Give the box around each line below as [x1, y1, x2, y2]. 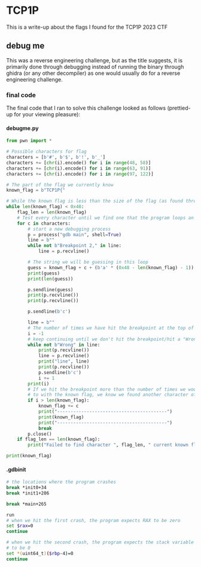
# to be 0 [6, 545, 31, 551]
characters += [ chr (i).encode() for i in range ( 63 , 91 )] [6, 165, 151, 171]
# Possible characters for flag [6, 149, 87, 155]
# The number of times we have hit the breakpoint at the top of [28, 325, 194, 331]
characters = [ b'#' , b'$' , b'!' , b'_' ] [6, 154, 106, 160]
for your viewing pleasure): [14, 111, 81, 118]
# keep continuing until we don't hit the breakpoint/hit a [28, 336, 181, 342]
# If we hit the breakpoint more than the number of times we [28, 386, 186, 393]
